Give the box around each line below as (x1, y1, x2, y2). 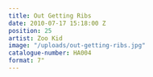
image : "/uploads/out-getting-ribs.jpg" (8, 42, 147, 50)
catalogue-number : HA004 (8, 49, 92, 57)
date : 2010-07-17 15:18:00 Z (8, 19, 106, 27)
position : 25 (8, 26, 52, 34)
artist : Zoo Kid (8, 34, 63, 43)
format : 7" (8, 57, 45, 65)
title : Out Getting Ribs (8, 11, 92, 20)
